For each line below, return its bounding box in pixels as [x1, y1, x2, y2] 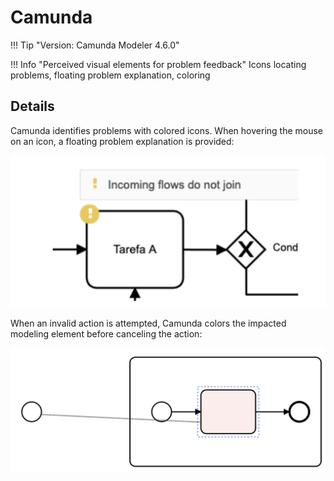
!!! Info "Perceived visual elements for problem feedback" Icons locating [10, 58, 307, 70]
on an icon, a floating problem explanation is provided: [10, 135, 235, 147]
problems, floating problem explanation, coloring [10, 69, 211, 81]
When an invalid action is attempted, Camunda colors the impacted [10, 317, 287, 329]
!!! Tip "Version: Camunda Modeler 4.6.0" [10, 39, 180, 51]
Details [10, 98, 55, 115]
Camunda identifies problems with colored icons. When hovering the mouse [10, 124, 324, 136]
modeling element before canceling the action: [10, 327, 203, 340]
